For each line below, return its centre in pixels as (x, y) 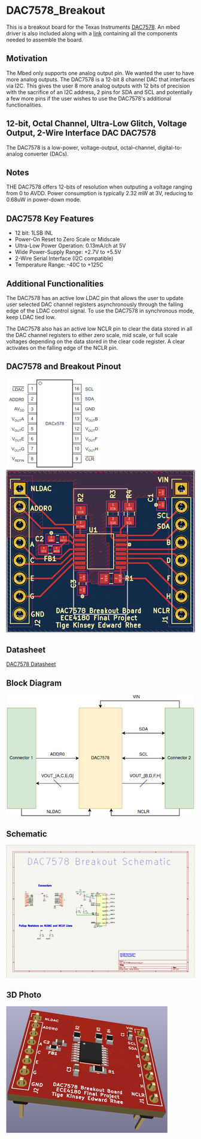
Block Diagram (34, 683)
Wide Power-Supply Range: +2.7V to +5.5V (68, 252)
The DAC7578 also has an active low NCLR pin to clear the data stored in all (99, 329)
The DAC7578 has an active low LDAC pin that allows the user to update (95, 298)
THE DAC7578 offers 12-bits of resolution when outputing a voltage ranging (99, 187)
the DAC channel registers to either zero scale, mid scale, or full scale (92, 335)
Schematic (27, 834)
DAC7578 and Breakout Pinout (64, 367)
